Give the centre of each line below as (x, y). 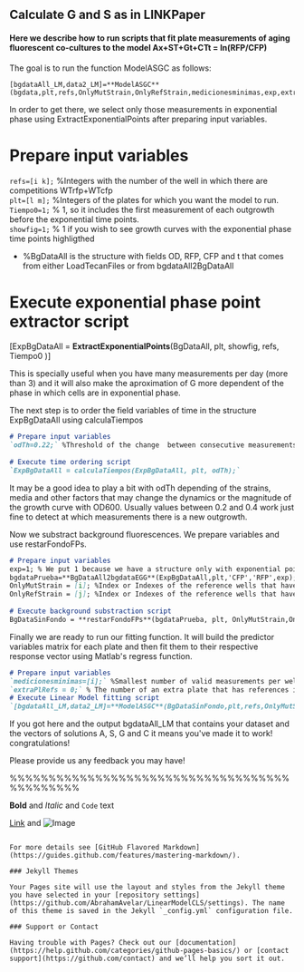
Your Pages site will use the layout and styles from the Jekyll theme (147, 888)
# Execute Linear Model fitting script (85, 698)
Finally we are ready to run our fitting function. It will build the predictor (142, 637)
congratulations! (40, 744)
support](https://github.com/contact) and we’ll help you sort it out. (147, 959)
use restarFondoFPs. (48, 544)
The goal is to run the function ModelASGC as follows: (110, 68)
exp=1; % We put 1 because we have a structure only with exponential (145, 569)
